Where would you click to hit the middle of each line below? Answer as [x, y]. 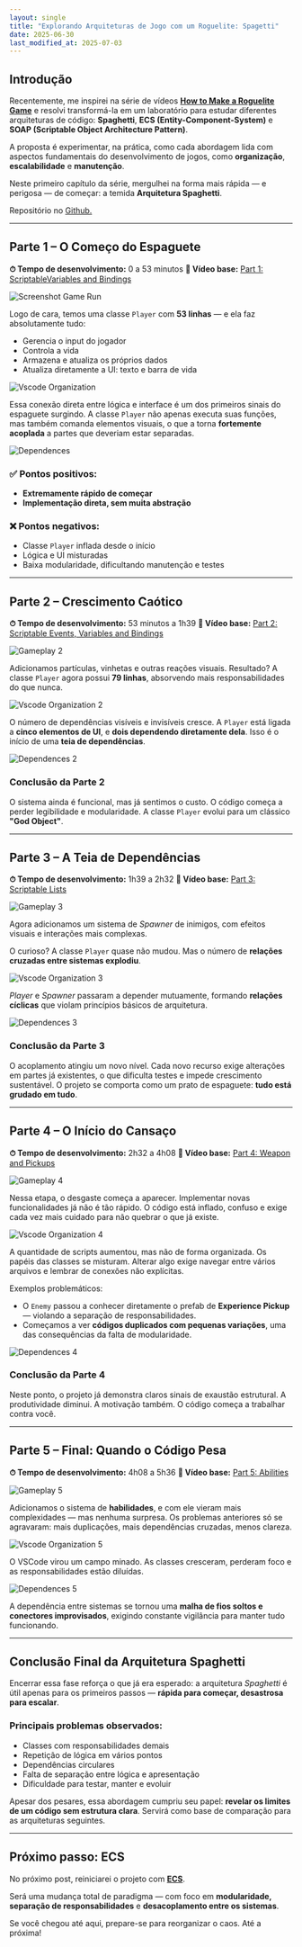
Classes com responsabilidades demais [96, 1745]
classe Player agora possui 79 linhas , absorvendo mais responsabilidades [147, 678]
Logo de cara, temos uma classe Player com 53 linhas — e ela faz [133, 314]
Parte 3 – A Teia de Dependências [105, 857]
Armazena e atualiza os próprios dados [95, 360]
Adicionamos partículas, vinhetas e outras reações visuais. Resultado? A [144, 668]
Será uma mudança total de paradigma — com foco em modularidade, [141, 1896]
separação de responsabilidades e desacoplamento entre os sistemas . [144, 1906]
